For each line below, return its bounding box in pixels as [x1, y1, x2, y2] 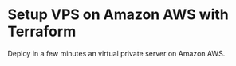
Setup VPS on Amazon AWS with [7, 6, 229, 24]
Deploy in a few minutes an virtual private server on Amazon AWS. [7, 49, 226, 58]
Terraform [7, 22, 77, 41]
